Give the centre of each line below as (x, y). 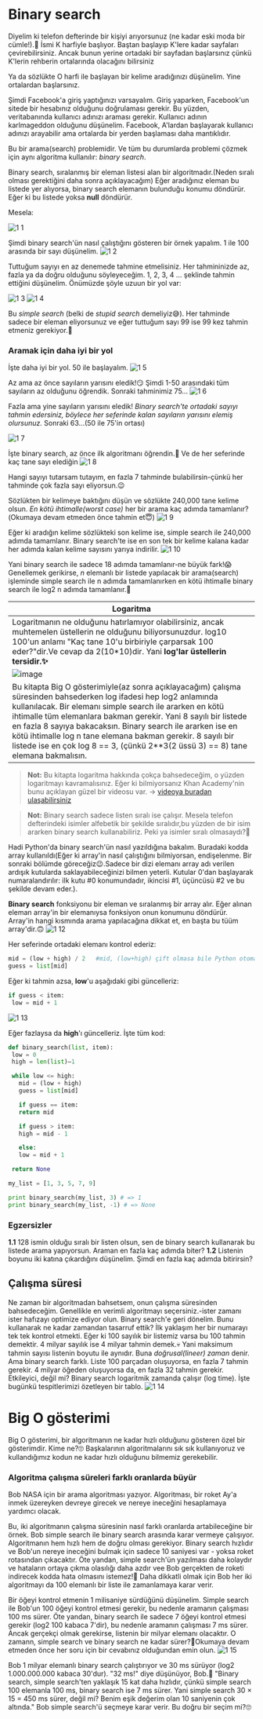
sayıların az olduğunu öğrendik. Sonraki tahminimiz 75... (98, 391)
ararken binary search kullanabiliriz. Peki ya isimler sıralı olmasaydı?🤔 (139, 832)
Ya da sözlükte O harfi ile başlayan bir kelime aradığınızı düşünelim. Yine (124, 76)
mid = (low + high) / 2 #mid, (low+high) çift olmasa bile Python (122, 959)
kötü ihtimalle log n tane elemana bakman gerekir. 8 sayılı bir (123, 736)
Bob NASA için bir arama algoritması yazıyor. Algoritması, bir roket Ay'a (122, 1494)
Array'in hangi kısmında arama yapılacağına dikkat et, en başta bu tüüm (123, 921)
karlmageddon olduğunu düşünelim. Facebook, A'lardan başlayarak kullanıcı (131, 125)
